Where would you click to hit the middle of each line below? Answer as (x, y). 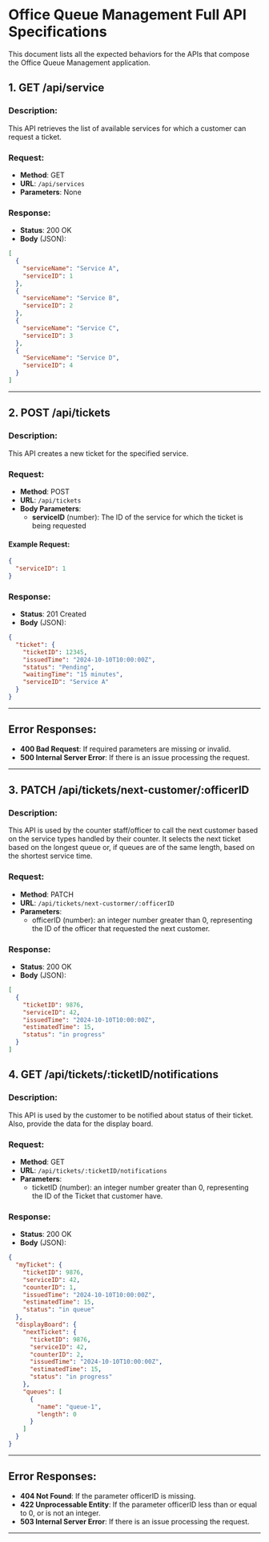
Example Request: (39, 544)
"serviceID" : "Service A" (66, 682)
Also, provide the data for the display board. (81, 1123)
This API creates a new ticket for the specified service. (98, 453)
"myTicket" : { (39, 1265)
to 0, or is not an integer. (60, 1513)
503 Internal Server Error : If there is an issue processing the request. (134, 1521)
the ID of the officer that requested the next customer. (121, 928)
